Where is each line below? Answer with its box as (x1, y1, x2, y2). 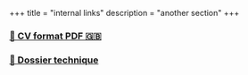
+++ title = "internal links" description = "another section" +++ (9, 8, 240, 18)
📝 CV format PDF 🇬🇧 (9, 29, 102, 42)
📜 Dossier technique (9, 54, 99, 66)
